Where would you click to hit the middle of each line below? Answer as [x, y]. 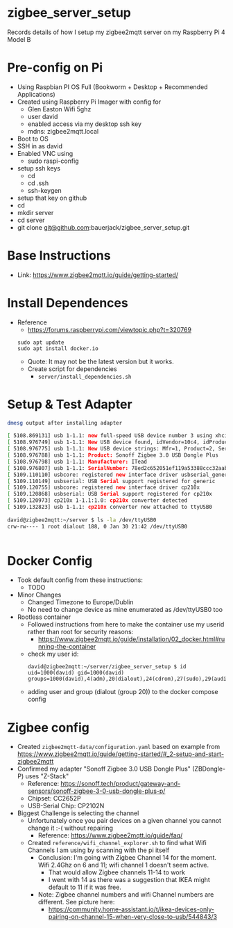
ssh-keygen [44, 190]
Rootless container [44, 617]
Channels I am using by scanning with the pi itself [98, 850]
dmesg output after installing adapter [65, 423]
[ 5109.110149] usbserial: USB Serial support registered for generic [111, 481]
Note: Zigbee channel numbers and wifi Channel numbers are [126, 895]
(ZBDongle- [209, 769]
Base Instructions [59, 256]
